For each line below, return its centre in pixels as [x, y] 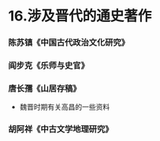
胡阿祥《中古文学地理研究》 [61, 129]
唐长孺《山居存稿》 [45, 89]
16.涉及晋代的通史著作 [80, 16]
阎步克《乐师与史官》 [48, 66]
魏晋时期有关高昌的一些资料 [65, 107]
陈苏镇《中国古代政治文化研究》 [69, 42]
